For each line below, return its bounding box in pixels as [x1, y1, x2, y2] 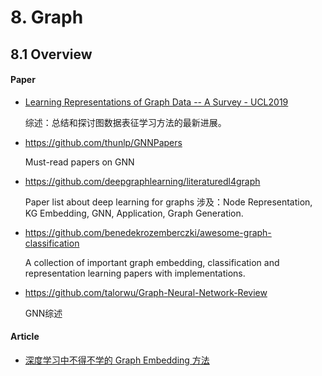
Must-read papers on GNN [24, 156, 135, 168]
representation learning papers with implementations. [24, 267, 246, 279]
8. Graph [10, 6, 84, 29]
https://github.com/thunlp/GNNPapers [24, 136, 183, 148]
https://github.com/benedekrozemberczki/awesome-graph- [24, 226, 272, 238]
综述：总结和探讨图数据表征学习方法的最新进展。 [24, 116, 227, 128]
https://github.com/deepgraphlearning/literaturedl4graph [24, 175, 261, 187]
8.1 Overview [10, 46, 93, 63]
